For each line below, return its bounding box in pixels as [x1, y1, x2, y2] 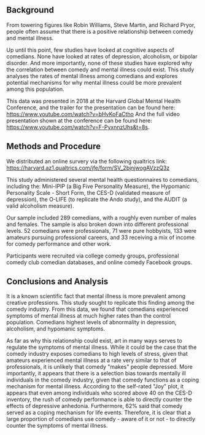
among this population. [6, 85, 64, 93]
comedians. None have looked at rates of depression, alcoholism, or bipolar [6, 52, 198, 60]
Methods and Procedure [6, 141, 101, 152]
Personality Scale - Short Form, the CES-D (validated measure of [6, 189, 171, 196]
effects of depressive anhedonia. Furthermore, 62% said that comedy [6, 402, 183, 410]
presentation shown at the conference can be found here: [6, 117, 152, 124]
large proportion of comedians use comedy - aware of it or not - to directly [6, 415, 195, 423]
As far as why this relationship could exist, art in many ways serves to [6, 337, 182, 345]
